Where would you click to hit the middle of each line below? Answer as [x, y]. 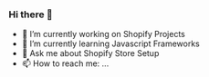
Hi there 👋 [31, 14]
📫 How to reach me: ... [65, 63]
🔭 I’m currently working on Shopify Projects [104, 34]
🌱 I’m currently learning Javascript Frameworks [110, 43]
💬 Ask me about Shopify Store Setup [90, 53]
